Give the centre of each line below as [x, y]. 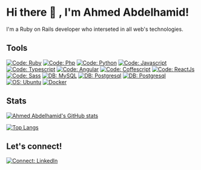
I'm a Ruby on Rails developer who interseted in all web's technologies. [95, 29]
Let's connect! [34, 146]
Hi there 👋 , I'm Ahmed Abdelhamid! [98, 12]
